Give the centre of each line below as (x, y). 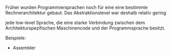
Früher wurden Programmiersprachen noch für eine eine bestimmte (77, 7)
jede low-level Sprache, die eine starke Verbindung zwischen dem (75, 23)
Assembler (24, 48)
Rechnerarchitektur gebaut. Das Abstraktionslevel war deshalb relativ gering (86, 13)
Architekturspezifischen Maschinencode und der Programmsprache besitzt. (85, 28)
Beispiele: (16, 38)
